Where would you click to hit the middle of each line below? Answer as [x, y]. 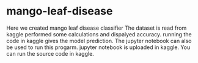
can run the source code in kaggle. [50, 53]
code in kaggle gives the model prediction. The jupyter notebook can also [99, 41]
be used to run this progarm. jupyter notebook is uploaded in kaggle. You [98, 47]
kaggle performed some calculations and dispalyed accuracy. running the [99, 34]
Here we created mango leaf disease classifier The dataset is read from [97, 28]
